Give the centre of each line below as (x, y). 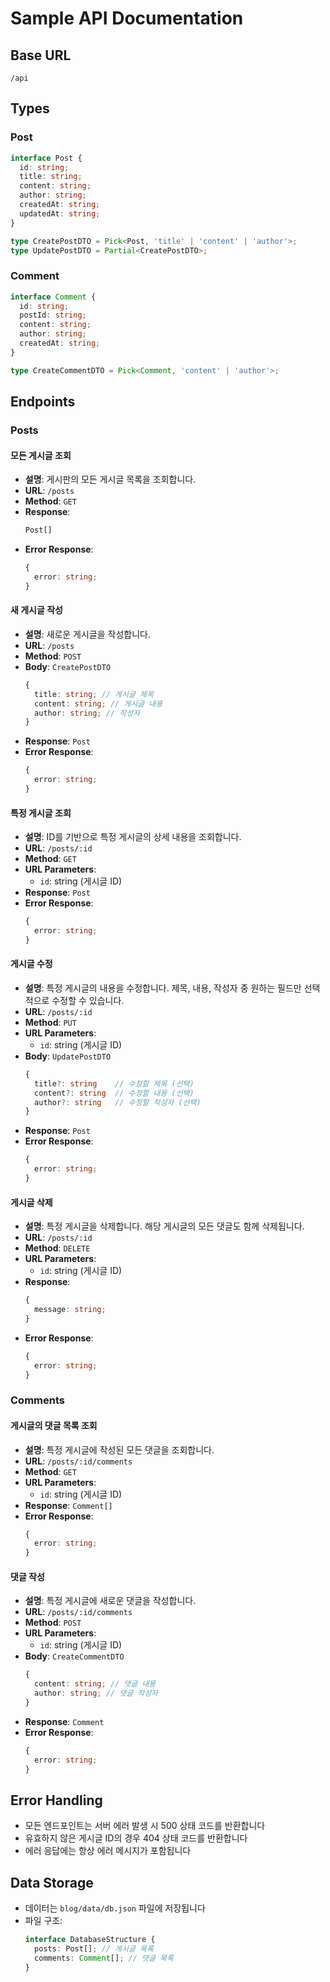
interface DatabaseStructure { (90, 1940)
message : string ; (70, 1310)
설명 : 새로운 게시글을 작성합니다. (88, 634)
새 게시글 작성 (36, 610)
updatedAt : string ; (60, 213)
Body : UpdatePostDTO (68, 1056)
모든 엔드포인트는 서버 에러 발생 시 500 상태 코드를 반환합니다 (145, 1826)
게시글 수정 (31, 964)
